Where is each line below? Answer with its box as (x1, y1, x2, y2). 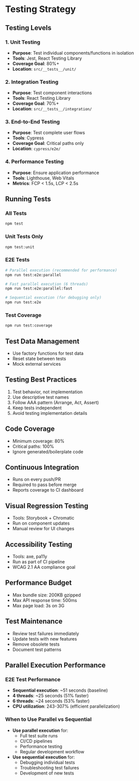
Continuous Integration (5, 463, 79, 472)
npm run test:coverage (5, 323, 52, 328)
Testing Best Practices (5, 375, 77, 384)
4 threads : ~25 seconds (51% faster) (12, 693, 89, 699)
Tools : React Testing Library (12, 95, 71, 101)
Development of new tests (19, 770, 74, 776)
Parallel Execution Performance (5, 661, 106, 670)
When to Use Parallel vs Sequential (5, 716, 92, 723)
